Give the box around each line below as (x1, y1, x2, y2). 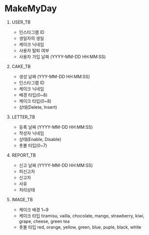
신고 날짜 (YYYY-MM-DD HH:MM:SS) (19, 162, 93, 168)
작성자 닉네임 (19, 130, 44, 136)
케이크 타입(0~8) (19, 98, 52, 104)
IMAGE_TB (11, 196, 33, 202)
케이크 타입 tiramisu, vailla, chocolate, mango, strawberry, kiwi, (19, 212, 145, 218)
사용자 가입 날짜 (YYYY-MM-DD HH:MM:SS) (19, 53, 106, 59)
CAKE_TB (11, 63, 31, 69)
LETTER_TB (11, 114, 35, 120)
